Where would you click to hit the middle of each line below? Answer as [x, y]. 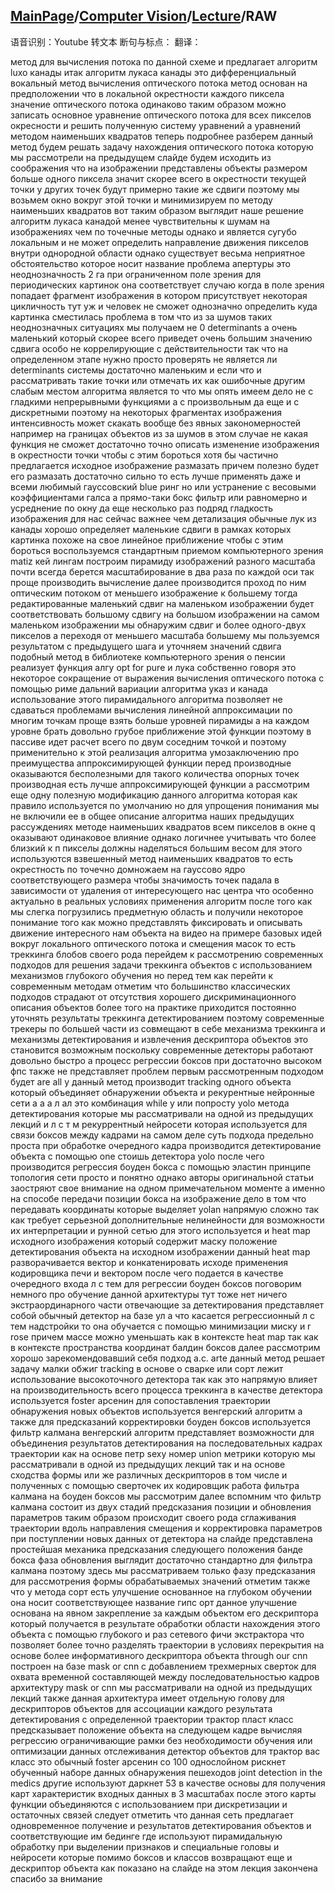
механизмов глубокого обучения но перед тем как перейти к [142, 975]
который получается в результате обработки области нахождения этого [165, 1623]
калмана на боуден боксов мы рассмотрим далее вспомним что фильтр [166, 1496]
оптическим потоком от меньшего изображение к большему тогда [154, 593]
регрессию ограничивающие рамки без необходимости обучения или [161, 1740]
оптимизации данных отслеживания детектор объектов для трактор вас [165, 1751]
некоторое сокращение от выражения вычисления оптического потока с [167, 678]
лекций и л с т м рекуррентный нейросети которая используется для [159, 1124]
